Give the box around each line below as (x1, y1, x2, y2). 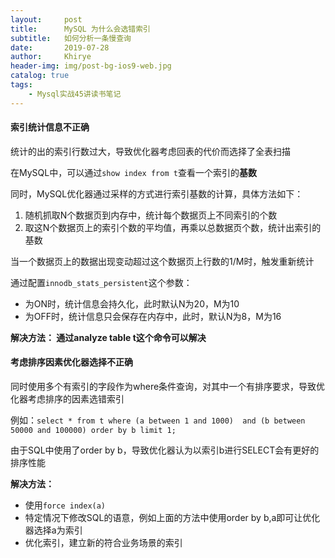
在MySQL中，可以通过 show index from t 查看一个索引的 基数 (10, 166, 257, 178)
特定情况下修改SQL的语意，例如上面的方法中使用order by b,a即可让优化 (24, 512, 321, 524)
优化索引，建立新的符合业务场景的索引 (24, 537, 183, 549)
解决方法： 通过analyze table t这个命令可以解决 (10, 331, 207, 343)
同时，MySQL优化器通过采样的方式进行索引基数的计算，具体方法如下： (10, 187, 304, 200)
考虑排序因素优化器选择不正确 (10, 356, 133, 368)
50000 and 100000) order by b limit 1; (10, 426, 177, 436)
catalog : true (10, 71, 70, 81)
